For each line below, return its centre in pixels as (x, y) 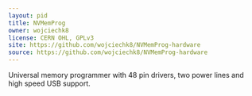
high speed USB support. (50, 83)
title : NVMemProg (37, 23)
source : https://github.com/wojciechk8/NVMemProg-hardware (108, 52)
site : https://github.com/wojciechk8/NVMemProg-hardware (105, 45)
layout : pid (28, 15)
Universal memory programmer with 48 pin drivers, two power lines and (126, 75)
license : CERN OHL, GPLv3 (51, 38)
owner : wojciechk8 (39, 30)
